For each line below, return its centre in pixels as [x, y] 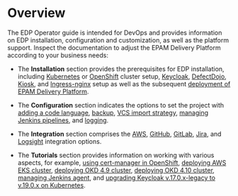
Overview [36, 13]
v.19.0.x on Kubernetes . [52, 185]
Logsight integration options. [59, 141]
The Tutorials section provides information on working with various [116, 155]
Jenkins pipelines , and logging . [63, 120]
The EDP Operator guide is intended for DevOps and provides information [115, 33]
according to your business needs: [58, 55]
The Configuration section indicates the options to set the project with [121, 105]
